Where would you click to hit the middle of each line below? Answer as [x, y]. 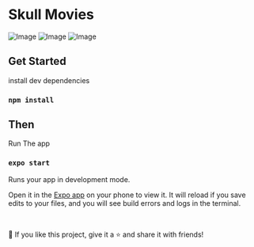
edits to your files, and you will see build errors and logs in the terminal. [125, 203]
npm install [31, 100]
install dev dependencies [49, 80]
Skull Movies [51, 15]
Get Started [37, 61]
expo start [29, 163]
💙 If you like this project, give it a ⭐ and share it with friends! [106, 234]
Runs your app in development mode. [69, 179]
